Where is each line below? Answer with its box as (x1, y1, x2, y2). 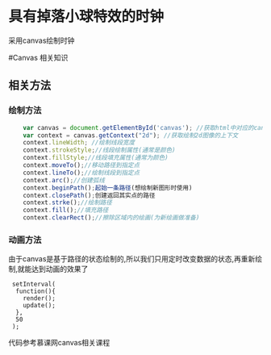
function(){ (15, 287, 56, 295)
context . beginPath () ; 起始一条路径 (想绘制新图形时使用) (23, 183, 193, 192)
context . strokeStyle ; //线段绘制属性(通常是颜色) (23, 146, 176, 154)
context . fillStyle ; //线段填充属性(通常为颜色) (23, 154, 169, 162)
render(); (23, 294, 56, 303)
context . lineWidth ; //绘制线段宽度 (23, 139, 135, 147)
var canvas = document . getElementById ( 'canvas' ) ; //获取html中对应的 (23, 123, 254, 132)
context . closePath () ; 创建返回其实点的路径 (23, 191, 156, 199)
